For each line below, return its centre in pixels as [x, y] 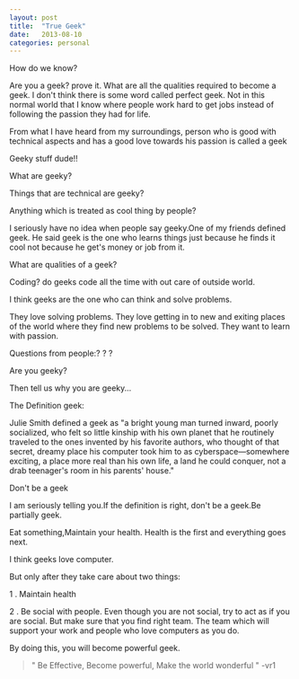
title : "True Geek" [48, 26]
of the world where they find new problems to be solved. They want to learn [149, 326]
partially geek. [36, 515]
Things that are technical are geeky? [77, 193]
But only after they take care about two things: [95, 577]
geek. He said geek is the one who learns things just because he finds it [142, 238]
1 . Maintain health [43, 595]
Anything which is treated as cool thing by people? [103, 211]
